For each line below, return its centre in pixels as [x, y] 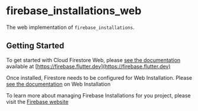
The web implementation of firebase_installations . [70, 27]
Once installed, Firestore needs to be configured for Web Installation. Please [99, 77]
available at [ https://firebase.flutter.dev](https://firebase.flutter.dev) [88, 66]
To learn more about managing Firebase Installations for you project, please [98, 95]
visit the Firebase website [37, 102]
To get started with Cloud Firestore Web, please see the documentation [93, 60]
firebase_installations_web [74, 11]
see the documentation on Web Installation [58, 84]
